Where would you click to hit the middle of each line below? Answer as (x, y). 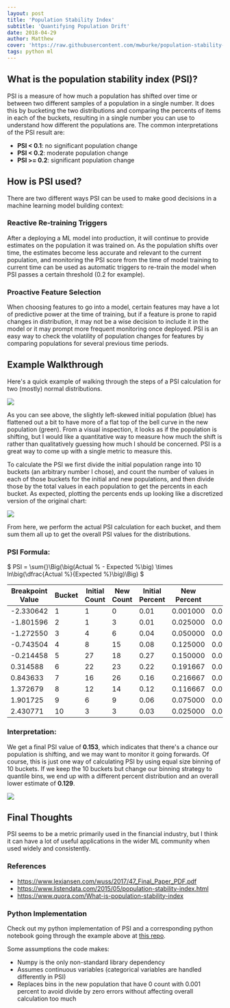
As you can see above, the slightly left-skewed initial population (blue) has (112, 414)
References (27, 866)
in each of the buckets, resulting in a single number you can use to (101, 118)
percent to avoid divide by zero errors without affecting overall (105, 991)
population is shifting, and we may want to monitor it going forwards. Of (108, 754)
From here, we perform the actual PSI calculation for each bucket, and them (114, 527)
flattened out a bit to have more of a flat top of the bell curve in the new (108, 422)
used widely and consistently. (49, 848)
